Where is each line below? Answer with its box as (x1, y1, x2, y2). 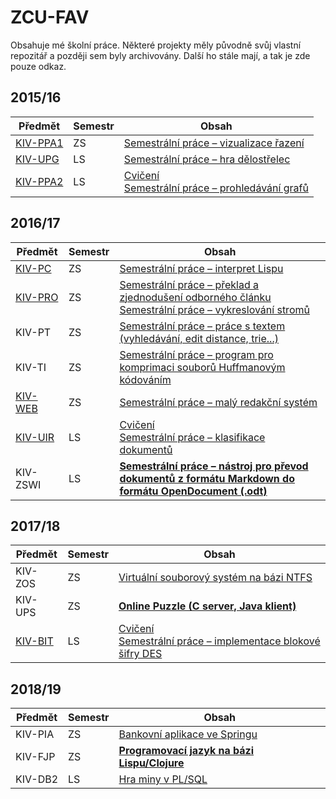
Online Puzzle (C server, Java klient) (118, 599, 297, 613)
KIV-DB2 (15, 772, 59, 786)
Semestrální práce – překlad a (119, 277, 259, 291)
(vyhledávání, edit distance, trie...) (119, 331, 279, 345)
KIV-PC (15, 261, 52, 275)
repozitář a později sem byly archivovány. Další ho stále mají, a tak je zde (10, 49, 311, 61)
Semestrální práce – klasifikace (119, 430, 266, 444)
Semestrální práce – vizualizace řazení (123, 136, 305, 150)
